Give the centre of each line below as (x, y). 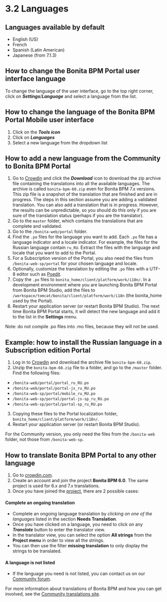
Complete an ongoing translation (40, 503)
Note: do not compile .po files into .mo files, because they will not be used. (82, 327)
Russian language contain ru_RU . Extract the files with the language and (86, 248)
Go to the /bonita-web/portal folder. (50, 232)
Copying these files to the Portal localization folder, (65, 414)
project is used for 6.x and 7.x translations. (56, 486)
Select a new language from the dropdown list (60, 142)
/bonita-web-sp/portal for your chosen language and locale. (75, 263)
